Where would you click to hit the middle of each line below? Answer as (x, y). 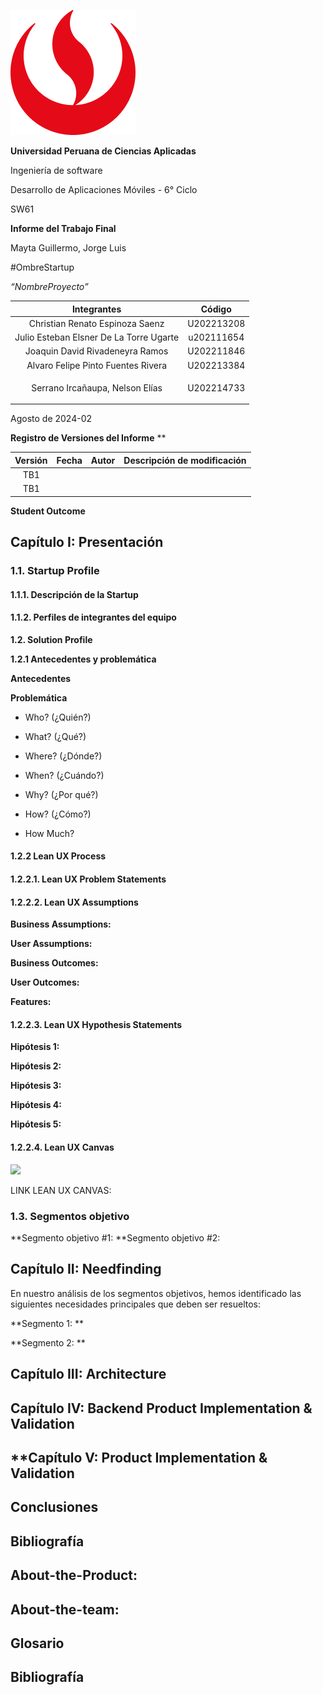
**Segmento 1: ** (47, 1323)
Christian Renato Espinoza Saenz (96, 323)
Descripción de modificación (185, 460)
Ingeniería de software (56, 170)
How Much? (49, 833)
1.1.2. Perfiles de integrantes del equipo (93, 617)
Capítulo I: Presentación (87, 542)
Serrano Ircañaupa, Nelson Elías (97, 387)
